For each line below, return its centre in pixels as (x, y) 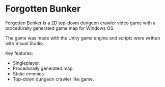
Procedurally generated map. (43, 68)
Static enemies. (29, 73)
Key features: (19, 53)
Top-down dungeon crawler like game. (53, 79)
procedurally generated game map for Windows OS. (60, 28)
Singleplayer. (26, 63)
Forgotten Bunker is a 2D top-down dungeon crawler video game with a (80, 23)
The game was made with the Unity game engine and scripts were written (83, 38)
